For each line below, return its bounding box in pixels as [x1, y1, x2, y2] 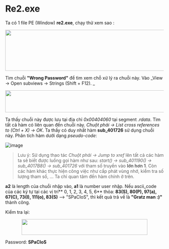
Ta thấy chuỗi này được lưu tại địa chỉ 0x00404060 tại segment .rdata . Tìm [5, 116, 161, 122]
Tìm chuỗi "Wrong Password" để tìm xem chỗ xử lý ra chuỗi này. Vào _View [5, 75, 163, 81]
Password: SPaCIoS [5, 239, 47, 245]
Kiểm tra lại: [5, 209, 30, 215]
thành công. [5, 199, 30, 205]
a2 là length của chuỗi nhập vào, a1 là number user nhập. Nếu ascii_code [5, 183, 157, 189]
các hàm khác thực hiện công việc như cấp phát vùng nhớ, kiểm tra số [17, 168, 164, 174]
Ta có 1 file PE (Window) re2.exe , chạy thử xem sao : [5, 20, 115, 26]
